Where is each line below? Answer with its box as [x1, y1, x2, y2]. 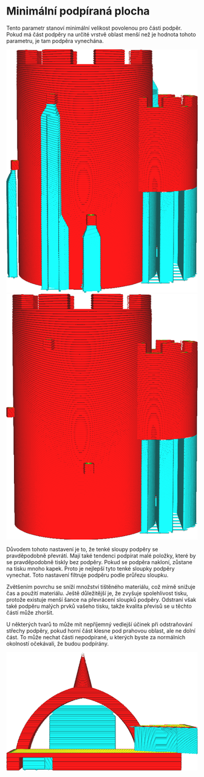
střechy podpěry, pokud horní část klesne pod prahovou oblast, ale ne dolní [6, 627, 195, 634]
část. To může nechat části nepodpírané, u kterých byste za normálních [6, 633, 186, 641]
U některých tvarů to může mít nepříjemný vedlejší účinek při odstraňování [6, 621, 192, 628]
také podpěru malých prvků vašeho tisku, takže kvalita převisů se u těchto [6, 602, 192, 610]
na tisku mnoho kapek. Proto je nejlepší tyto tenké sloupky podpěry [6, 565, 175, 572]
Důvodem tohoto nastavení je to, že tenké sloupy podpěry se [6, 545, 158, 553]
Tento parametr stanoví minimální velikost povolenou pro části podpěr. [6, 24, 182, 32]
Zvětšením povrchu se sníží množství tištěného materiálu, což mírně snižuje [6, 583, 196, 590]
